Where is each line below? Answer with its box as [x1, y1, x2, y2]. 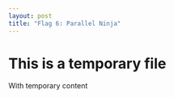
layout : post [8, 11, 53, 20]
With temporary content [8, 81, 88, 91]
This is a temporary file [8, 54, 167, 73]
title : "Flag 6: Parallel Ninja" [8, 19, 121, 28]
